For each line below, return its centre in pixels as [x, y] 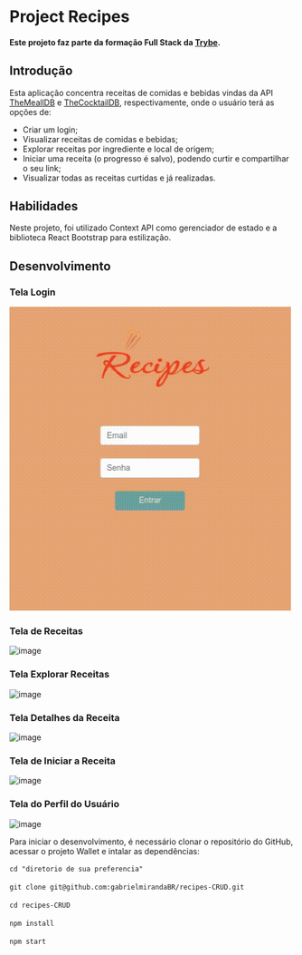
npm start [28, 941]
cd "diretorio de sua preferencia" [76, 869]
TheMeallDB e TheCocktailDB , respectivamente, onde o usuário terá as [142, 102]
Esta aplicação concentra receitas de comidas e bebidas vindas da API [142, 93]
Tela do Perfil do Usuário [65, 804]
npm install [32, 923]
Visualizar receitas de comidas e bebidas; [100, 139]
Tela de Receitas [46, 631]
